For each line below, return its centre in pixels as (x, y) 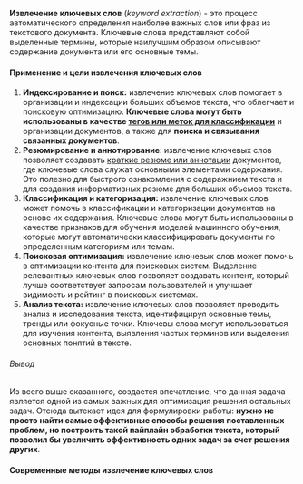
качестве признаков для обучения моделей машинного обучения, (151, 227)
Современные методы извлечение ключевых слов (112, 470)
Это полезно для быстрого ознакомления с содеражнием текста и (152, 179)
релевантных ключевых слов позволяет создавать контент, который (156, 276)
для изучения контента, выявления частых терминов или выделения (156, 334)
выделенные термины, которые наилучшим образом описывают (135, 42)
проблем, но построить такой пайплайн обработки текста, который (145, 431)
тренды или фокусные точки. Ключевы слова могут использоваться (155, 324)
